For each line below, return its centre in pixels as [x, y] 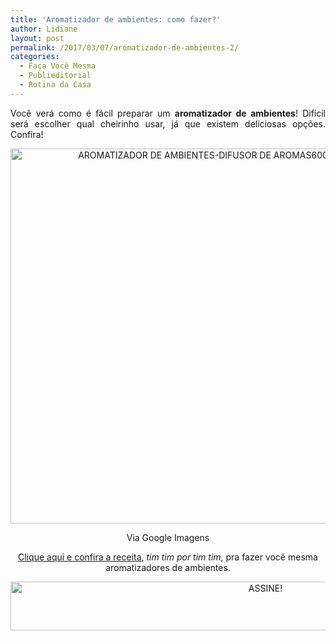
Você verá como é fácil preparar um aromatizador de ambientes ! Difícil [168, 113]
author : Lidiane [44, 29]
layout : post [37, 38]
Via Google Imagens [168, 537]
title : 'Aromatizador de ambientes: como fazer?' [116, 19]
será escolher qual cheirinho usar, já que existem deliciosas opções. [168, 123]
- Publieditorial [55, 76]
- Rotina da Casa [55, 85]
